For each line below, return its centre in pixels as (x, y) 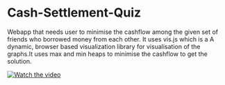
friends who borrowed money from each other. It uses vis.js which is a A (111, 39)
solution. (20, 61)
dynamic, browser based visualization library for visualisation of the (104, 46)
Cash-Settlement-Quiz (74, 13)
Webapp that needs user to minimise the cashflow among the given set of (113, 32)
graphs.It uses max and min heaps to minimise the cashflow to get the (108, 54)
